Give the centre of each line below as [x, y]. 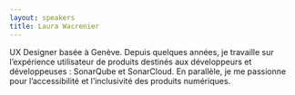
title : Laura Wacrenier [55, 26]
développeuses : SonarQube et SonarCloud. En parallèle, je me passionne [148, 71]
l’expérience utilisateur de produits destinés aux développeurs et [131, 62]
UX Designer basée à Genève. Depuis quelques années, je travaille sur [142, 52]
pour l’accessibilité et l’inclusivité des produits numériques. [120, 81]
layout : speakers [42, 18]
